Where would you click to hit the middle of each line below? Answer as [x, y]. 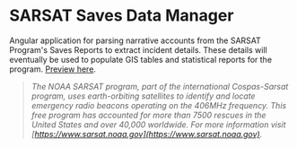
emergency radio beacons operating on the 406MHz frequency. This [159, 105]
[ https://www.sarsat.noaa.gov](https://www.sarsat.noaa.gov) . [147, 134]
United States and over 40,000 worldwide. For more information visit [158, 124]
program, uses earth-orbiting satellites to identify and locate [143, 96]
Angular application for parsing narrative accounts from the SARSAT [135, 40]
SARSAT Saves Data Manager [122, 16]
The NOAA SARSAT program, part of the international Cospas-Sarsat [160, 86]
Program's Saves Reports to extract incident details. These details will [138, 49]
